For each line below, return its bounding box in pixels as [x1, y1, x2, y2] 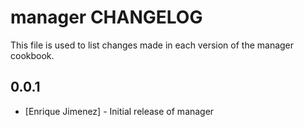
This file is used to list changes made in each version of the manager [10, 39, 295, 51]
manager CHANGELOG [10, 6, 203, 29]
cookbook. [10, 49, 55, 61]
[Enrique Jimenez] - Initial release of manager [24, 105, 215, 117]
